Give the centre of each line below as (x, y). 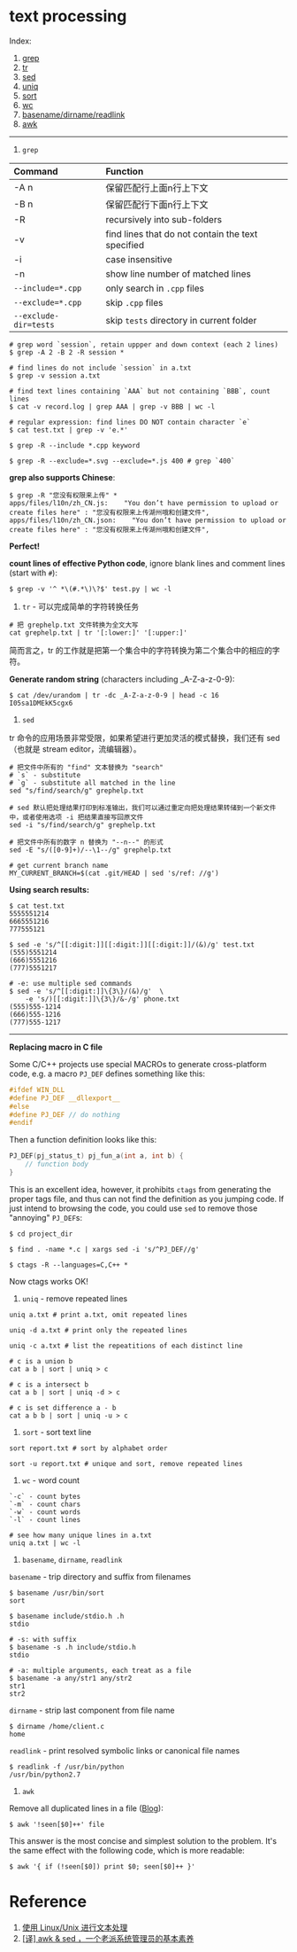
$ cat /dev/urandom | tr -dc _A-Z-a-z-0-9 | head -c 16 (114, 695)
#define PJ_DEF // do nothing (65, 1114)
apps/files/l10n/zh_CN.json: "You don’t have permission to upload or (148, 520)
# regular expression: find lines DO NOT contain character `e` (130, 422)
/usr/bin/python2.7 (45, 1775)
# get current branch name (59, 865)
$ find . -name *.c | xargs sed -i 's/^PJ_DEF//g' (104, 1249)
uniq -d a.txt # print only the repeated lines (99, 1330)
